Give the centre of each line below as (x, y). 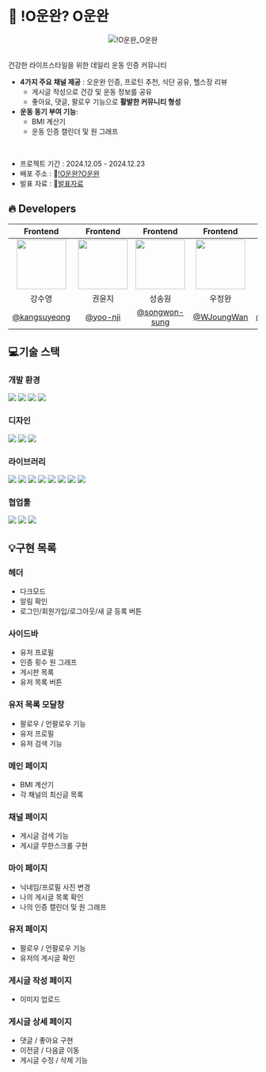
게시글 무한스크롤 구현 (54, 846)
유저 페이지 (28, 929)
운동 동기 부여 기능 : (49, 111)
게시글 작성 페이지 (40, 980)
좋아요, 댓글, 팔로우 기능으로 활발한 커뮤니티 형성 (106, 101)
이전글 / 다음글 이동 (49, 1051)
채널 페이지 (28, 817)
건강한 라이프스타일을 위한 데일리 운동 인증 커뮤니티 (87, 65)
